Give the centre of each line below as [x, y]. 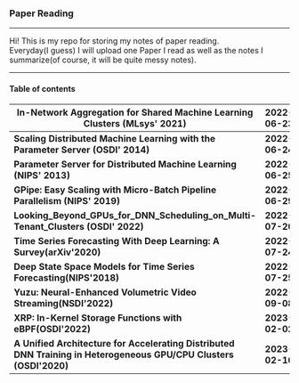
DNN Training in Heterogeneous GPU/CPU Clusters [124, 354]
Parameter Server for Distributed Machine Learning [125, 164]
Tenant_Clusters [49, 226]
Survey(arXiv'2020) [57, 252]
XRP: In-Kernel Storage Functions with [98, 317]
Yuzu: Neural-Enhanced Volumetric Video [105, 292]
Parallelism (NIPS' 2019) [67, 200]
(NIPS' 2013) [42, 175]
